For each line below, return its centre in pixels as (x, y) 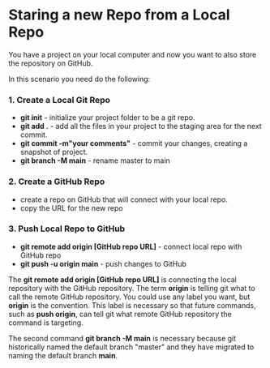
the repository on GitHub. (51, 63)
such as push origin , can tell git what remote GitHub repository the (120, 314)
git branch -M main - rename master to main (95, 160)
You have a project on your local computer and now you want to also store (133, 54)
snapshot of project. (54, 152)
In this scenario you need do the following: (79, 79)
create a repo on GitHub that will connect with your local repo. (124, 199)
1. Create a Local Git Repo (60, 100)
